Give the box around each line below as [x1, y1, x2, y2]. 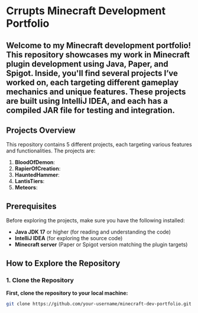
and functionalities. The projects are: [6, 147, 96, 155]
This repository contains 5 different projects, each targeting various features [6, 141, 192, 148]
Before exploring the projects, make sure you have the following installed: [6, 217, 185, 224]
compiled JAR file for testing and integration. [6, 105, 176, 115]
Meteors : [14, 184, 38, 191]
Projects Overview [6, 125, 76, 135]
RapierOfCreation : [14, 165, 61, 173]
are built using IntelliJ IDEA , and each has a [6, 96, 168, 106]
